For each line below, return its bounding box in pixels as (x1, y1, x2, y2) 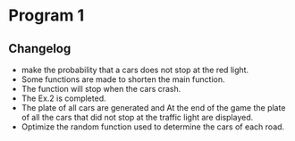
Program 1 (8, 5, 85, 26)
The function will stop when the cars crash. (21, 84, 181, 94)
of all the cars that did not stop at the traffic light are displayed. (21, 112, 254, 122)
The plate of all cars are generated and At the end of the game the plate (21, 103, 286, 112)
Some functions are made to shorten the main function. (21, 74, 225, 85)
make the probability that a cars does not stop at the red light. (21, 64, 249, 75)
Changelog (8, 41, 72, 56)
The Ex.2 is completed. (21, 93, 106, 104)
